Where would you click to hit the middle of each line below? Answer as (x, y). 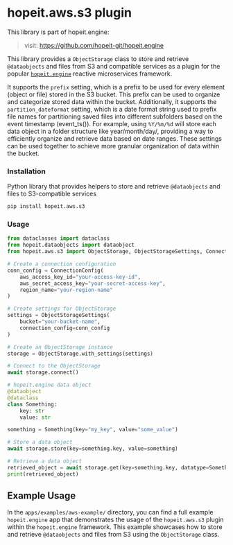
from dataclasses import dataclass (59, 239)
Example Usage (42, 496)
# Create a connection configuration (62, 264)
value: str (35, 417)
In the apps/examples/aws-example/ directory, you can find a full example (110, 512)
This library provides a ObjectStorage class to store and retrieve (98, 59)
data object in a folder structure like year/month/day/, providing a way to (110, 131)
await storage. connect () (43, 372)
